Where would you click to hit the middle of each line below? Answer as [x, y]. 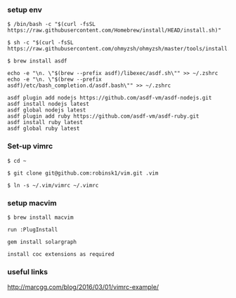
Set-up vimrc [30, 147]
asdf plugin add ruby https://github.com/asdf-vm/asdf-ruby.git [103, 116]
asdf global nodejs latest [47, 110]
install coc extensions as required [61, 254]
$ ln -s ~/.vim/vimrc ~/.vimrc [53, 185]
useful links [27, 271]
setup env [25, 10]
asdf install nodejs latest [48, 104]
